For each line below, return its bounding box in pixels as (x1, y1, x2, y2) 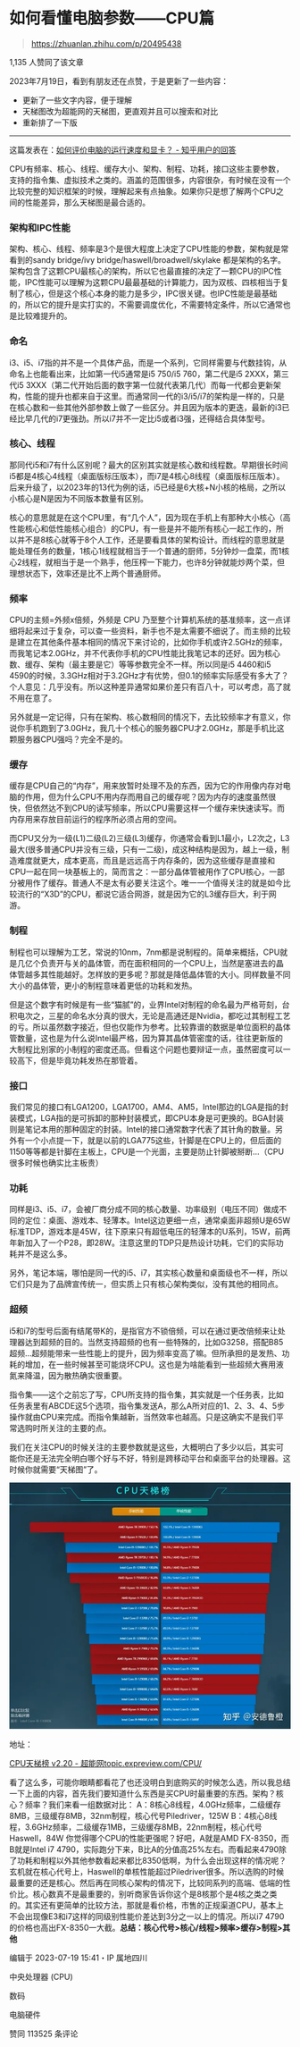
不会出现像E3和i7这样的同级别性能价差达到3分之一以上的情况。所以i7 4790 (9, 1911, 285, 1922)
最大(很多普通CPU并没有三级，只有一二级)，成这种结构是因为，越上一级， (9, 844, 282, 855)
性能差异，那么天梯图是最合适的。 (24, 197, 150, 207)
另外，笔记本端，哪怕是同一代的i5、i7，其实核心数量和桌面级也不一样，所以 (9, 1268, 288, 1278)
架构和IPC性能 (9, 221, 71, 233)
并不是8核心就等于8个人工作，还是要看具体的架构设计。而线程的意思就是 (16, 534, 286, 545)
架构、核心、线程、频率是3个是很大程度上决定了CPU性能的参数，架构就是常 (9, 243, 289, 255)
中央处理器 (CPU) (9, 1972, 73, 1983)
